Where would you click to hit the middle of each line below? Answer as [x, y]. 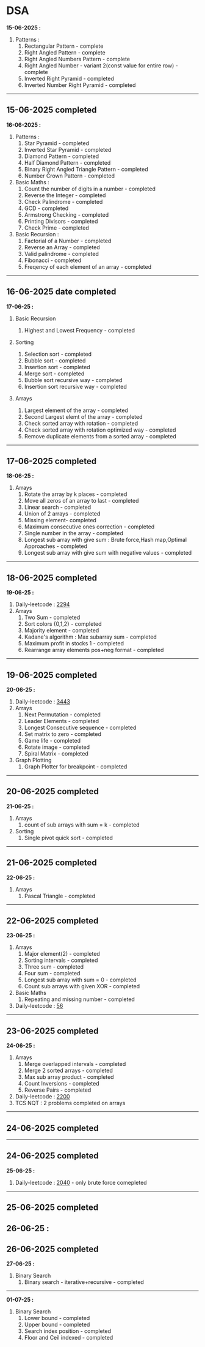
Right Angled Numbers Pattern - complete [77, 59]
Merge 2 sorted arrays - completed [68, 1071]
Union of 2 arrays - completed [62, 514]
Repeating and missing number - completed [80, 999]
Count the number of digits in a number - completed [90, 189]
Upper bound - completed [57, 1325]
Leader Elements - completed [62, 721]
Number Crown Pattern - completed [69, 176]
